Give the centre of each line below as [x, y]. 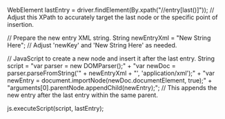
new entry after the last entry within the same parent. [83, 95]
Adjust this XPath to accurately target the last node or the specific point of [113, 17]
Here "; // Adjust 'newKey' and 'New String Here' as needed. [92, 45]
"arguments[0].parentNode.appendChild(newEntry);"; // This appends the [112, 88]
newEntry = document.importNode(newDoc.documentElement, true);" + [110, 80]
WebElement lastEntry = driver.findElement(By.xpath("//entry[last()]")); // [111, 10]
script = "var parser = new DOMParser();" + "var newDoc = [91, 66]
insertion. [21, 24]
